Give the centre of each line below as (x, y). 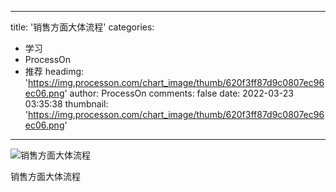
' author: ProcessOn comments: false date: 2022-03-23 (179, 93)
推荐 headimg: (54, 71)
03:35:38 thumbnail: (66, 104)
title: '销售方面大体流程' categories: (82, 27)
